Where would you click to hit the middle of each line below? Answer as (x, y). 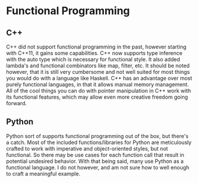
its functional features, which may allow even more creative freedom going (97, 97)
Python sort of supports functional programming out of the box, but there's (98, 136)
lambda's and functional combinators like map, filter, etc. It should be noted (98, 66)
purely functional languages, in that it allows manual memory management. (98, 84)
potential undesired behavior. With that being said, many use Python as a (95, 161)
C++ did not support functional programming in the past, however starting (96, 47)
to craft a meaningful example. (43, 174)
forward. (17, 103)
